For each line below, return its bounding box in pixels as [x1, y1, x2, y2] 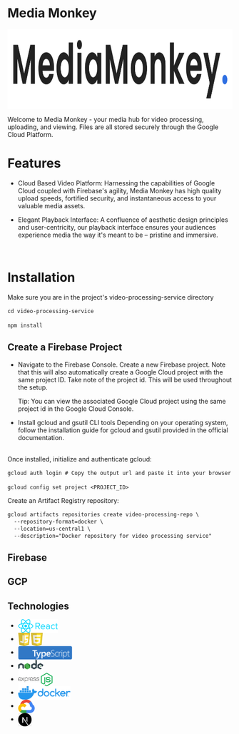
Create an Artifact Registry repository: [7, 496, 119, 504]
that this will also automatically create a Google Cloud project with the [17, 367, 223, 376]
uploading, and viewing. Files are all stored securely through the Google [7, 123, 219, 131]
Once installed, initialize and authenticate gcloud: [7, 454, 152, 463]
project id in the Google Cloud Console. [17, 404, 134, 413]
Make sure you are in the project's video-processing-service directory [7, 292, 214, 301]
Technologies [7, 600, 70, 612]
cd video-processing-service [7, 307, 94, 315]
